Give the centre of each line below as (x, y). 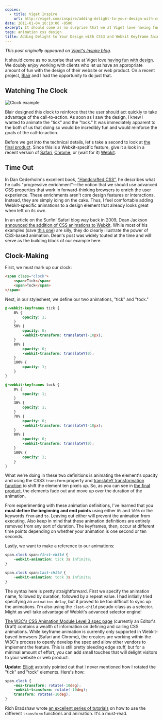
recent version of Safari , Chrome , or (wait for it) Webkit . (61, 152)
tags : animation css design (33, 32)
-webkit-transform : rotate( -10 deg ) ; (51, 690)
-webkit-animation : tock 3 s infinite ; (53, 577)
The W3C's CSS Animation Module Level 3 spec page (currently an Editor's (81, 621)
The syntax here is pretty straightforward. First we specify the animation (77, 591)
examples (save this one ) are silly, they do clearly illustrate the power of (77, 230)
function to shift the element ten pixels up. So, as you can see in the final (78, 486)
